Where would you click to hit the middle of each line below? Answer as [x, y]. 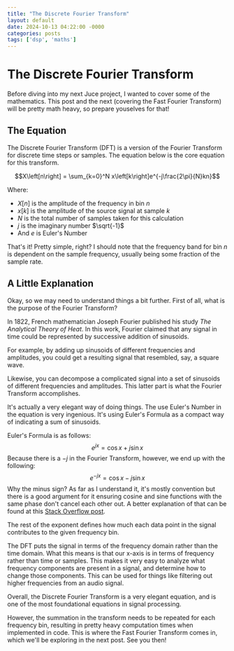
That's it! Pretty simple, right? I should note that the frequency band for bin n [117, 247]
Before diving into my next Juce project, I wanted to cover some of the [109, 94]
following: [21, 466]
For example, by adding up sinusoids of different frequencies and [101, 350]
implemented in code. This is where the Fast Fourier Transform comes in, [112, 632]
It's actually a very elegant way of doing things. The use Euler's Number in [115, 406]
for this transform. [33, 163]
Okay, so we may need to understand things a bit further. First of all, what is [116, 300]
